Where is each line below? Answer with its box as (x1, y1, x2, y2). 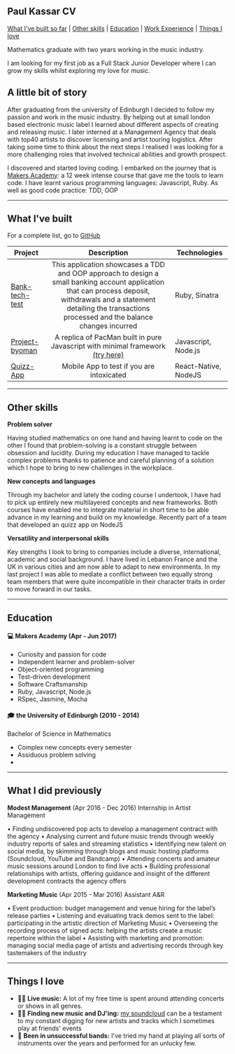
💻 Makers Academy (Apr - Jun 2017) (7, 632, 117, 640)
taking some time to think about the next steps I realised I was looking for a (7, 142, 224, 151)
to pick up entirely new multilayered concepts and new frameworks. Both (7, 498, 218, 507)
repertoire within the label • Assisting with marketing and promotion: (7, 933, 204, 942)
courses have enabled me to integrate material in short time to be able (7, 506, 210, 514)
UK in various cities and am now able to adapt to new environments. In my (7, 562, 221, 571)
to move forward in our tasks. (7, 585, 92, 593)
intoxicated (90, 370, 127, 380)
